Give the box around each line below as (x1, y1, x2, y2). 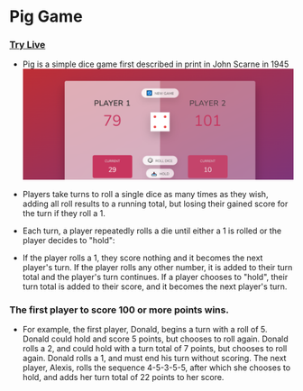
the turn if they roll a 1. (22, 207, 106, 218)
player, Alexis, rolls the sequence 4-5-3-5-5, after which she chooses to (22, 362, 291, 373)
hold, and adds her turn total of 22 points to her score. (22, 372, 225, 383)
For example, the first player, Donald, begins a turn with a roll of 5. (22, 324, 268, 335)
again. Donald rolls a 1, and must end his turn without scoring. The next (22, 353, 287, 364)
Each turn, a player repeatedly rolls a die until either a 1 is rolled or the (22, 225, 282, 236)
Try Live (9, 39, 46, 51)
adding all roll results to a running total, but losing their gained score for (22, 198, 289, 209)
